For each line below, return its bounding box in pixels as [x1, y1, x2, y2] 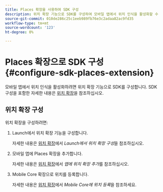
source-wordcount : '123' [5, 25, 55, 30]
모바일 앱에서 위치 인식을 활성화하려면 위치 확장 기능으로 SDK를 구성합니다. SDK [5, 84, 157, 90]
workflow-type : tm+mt [5, 20, 49, 26]
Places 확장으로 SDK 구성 [5, 57, 104, 68]
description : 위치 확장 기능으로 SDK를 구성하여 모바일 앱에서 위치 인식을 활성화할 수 [5, 12, 159, 17]
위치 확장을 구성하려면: [5, 119, 48, 125]
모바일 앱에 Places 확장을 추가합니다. [12, 151, 83, 156]
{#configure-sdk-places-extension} [5, 67, 154, 78]
